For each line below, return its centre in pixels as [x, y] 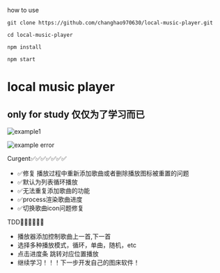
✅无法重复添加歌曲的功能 [54, 190]
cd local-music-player [40, 35]
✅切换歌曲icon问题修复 [50, 208]
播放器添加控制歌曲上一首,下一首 [64, 236]
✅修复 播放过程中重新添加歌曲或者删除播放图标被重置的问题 [103, 173]
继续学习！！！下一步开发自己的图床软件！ [78, 263]
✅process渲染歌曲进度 [50, 199]
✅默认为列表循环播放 [47, 182]
